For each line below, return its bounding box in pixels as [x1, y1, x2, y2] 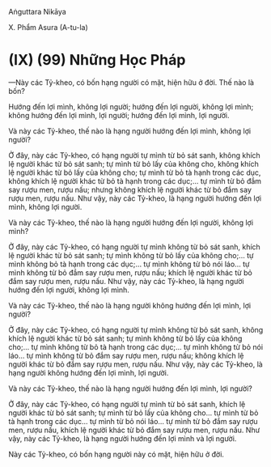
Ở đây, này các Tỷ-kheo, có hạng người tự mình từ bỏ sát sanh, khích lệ [8, 399, 246, 409]
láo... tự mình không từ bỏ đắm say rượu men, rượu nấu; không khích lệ [8, 350, 244, 360]
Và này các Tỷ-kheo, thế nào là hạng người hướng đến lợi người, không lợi [8, 218, 253, 227]
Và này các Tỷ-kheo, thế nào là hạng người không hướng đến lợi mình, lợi [8, 300, 252, 310]
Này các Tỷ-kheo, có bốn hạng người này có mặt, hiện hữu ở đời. [8, 449, 225, 459]
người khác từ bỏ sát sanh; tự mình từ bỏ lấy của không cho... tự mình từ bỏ [8, 408, 259, 418]
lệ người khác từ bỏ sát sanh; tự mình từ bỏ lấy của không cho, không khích [8, 159, 259, 168]
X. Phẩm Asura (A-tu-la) [8, 23, 89, 32]
